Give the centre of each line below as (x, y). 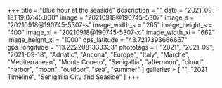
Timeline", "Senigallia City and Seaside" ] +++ (74, 77)
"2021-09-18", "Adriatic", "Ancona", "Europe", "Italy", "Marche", (98, 54)
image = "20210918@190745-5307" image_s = (127, 17)
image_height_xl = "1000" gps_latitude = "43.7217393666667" (98, 40)
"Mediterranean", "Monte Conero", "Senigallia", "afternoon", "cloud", (106, 62)
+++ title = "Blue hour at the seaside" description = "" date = (95, 10)
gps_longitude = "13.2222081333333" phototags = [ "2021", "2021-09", (111, 47)
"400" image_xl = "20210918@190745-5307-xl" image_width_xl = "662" (111, 32)
